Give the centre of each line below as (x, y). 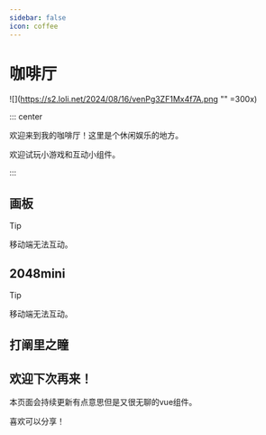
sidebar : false (38, 18)
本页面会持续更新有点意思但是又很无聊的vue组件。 (103, 402)
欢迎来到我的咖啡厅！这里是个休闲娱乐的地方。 (96, 136)
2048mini (37, 274)
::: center (26, 117)
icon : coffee (34, 26)
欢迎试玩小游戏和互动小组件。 (64, 155)
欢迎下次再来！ (51, 378)
